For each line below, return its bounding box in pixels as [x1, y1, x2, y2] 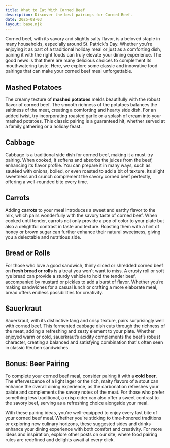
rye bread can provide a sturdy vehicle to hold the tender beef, [5, 273, 137, 279]
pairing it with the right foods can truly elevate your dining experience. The [5, 52, 161, 58]
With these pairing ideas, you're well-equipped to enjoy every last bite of [5, 410, 157, 416]
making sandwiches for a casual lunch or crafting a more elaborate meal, [5, 284, 158, 290]
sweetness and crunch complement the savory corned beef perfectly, [5, 173, 151, 179]
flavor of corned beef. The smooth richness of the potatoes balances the [5, 102, 157, 108]
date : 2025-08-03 [5, 17, 42, 22]
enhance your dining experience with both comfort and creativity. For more [5, 426, 162, 432]
